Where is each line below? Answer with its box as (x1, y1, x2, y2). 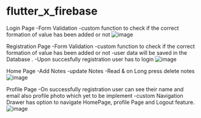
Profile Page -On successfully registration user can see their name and (6, 85, 184, 92)
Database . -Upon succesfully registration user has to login (6, 55, 154, 63)
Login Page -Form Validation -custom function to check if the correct (6, 24, 179, 32)
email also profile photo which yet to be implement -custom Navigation (6, 92, 183, 99)
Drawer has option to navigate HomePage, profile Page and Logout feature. (6, 99, 195, 106)
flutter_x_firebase (6, 4, 98, 18)
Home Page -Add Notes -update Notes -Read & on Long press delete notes (6, 67, 195, 74)
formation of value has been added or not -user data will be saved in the (6, 49, 187, 56)
